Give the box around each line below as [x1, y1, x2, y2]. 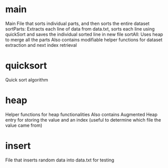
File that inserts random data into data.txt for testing [5, 157, 115, 163]
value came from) [5, 122, 42, 128]
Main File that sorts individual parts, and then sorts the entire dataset [5, 20, 150, 26]
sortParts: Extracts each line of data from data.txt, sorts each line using [5, 25, 155, 32]
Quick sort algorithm [5, 76, 48, 82]
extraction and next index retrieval [5, 42, 77, 48]
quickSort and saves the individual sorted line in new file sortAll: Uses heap [5, 31, 163, 37]
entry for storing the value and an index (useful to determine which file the [5, 117, 161, 123]
